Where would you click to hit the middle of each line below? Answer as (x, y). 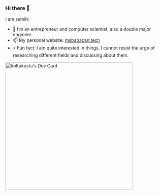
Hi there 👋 (18, 8)
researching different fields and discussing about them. (70, 55)
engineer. (23, 35)
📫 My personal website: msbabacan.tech (56, 40)
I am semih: (17, 19)
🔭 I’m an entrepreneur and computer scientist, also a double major (82, 29)
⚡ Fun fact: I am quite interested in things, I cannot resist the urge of (84, 48)
